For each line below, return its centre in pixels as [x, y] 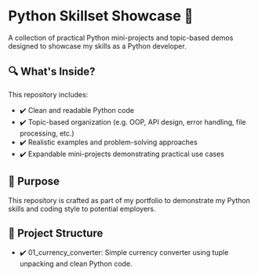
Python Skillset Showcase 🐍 [101, 16]
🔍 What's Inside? [52, 72]
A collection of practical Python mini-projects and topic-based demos [121, 38]
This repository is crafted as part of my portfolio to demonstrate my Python [129, 200]
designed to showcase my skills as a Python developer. [97, 45]
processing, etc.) [47, 133]
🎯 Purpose [34, 182]
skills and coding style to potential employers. [82, 209]
